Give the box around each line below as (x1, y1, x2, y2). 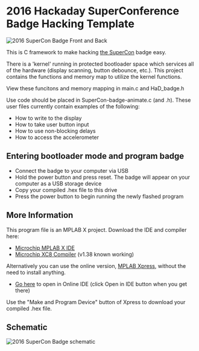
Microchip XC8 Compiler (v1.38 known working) (14, 250, 134, 258)
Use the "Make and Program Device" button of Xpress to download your (6, 298, 186, 305)
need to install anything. (6, 269, 66, 276)
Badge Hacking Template (6, 17, 134, 31)
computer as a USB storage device (14, 179, 102, 187)
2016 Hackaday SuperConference (6, 4, 180, 18)
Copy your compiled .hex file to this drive (14, 186, 118, 193)
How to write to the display (14, 114, 82, 122)
